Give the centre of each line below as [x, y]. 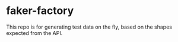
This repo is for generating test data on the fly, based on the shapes [89, 27]
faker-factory [40, 11]
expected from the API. [34, 33]
